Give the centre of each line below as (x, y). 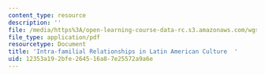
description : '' (35, 23)
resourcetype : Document (47, 45)
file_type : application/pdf (54, 37)
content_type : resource (47, 15)
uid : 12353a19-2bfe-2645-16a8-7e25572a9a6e (81, 59)
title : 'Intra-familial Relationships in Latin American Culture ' (123, 52)
